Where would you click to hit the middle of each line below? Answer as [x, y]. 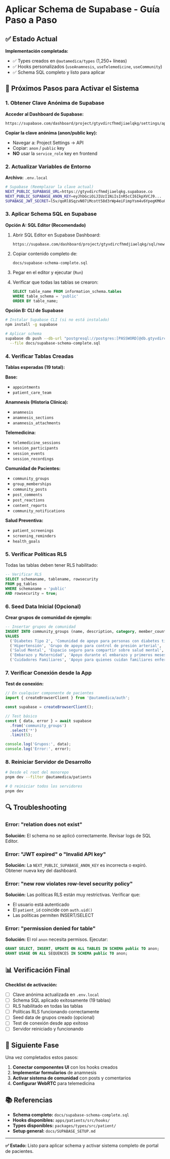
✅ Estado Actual [31, 39]
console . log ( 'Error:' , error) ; [38, 749]
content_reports [30, 506]
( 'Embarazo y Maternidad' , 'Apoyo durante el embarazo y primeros [81, 655]
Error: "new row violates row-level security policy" [69, 883]
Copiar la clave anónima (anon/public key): [51, 132]
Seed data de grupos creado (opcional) [54, 1017]
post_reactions [29, 500]
